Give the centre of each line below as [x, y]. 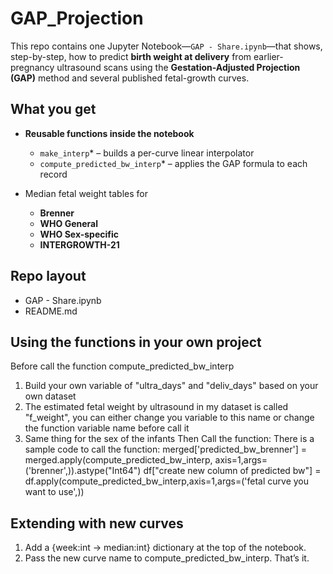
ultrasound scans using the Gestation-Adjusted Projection [178, 67]
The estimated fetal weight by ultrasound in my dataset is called [156, 407]
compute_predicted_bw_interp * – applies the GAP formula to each [173, 163]
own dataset [50, 396]
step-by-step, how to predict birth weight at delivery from [131, 56]
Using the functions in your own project [136, 342]
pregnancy [32, 67]
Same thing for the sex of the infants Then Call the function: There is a [169, 439]
